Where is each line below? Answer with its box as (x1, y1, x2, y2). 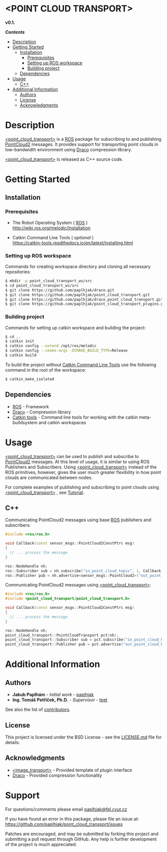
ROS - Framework (12, 403, 49, 409)
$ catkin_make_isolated (5, 377, 55, 381)
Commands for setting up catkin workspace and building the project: (5, 324, 146, 331)
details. (5, 739, 20, 745)
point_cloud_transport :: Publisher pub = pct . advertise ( (5, 642, 123, 647)
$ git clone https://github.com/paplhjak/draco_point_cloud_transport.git (5, 297, 164, 302)
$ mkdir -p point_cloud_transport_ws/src (5, 279, 92, 284)
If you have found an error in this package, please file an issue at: (5, 816, 139, 822)
